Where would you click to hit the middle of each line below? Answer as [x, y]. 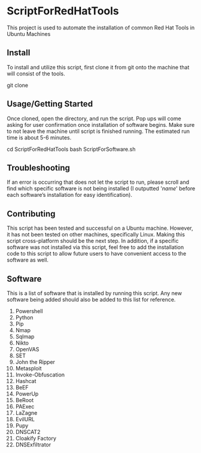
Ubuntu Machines [29, 34]
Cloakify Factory [36, 438]
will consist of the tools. [36, 74]
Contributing [31, 214]
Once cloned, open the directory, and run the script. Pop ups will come [94, 118]
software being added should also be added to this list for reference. [91, 300]
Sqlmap [25, 337]
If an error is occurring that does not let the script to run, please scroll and [98, 182]
